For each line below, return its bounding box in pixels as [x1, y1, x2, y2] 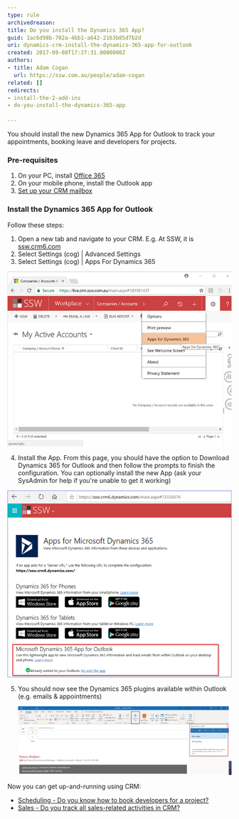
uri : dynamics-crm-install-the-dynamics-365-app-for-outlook [7, 41, 193, 49]
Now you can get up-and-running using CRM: [7, 782, 142, 791]
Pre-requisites [7, 155, 58, 165]
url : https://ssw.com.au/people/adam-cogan [14, 71, 144, 78]
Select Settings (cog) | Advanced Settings [17, 250, 141, 258]
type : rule [7, 11, 40, 19]
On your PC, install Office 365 [17, 171, 105, 180]
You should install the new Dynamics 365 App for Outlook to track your [7, 130, 216, 138]
